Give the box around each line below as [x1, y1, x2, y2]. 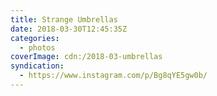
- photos [19, 42, 56, 53]
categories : [10, 33, 60, 43]
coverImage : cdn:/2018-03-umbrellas [10, 52, 163, 62]
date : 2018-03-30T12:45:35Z [10, 24, 128, 34]
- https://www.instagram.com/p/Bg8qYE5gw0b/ [19, 71, 208, 81]
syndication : [10, 61, 65, 71]
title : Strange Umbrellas [10, 14, 118, 25]
